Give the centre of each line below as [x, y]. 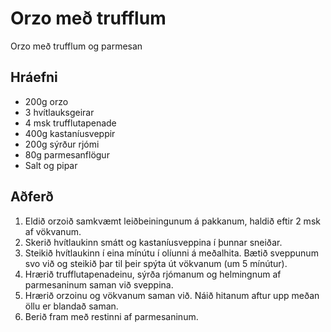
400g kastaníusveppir [70, 133]
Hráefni [34, 77]
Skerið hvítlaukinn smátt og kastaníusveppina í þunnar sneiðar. [153, 242]
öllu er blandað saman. [71, 306]
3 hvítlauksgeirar [59, 112]
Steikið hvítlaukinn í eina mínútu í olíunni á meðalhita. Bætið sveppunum [171, 253]
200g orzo [46, 101]
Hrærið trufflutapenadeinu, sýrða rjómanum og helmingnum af [153, 274]
